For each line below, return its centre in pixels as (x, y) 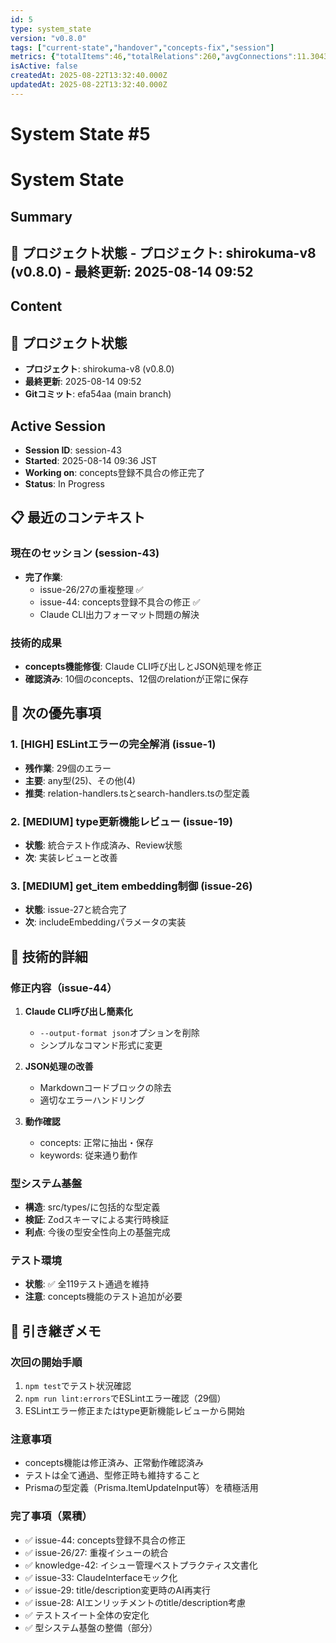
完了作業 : (43, 577)
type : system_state (51, 29)
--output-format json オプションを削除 (119, 1032)
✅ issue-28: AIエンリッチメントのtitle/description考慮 (135, 1602)
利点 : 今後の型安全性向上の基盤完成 (97, 1232)
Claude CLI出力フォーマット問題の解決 (119, 614)
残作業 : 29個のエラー (68, 768)
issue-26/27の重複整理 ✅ (91, 589)
